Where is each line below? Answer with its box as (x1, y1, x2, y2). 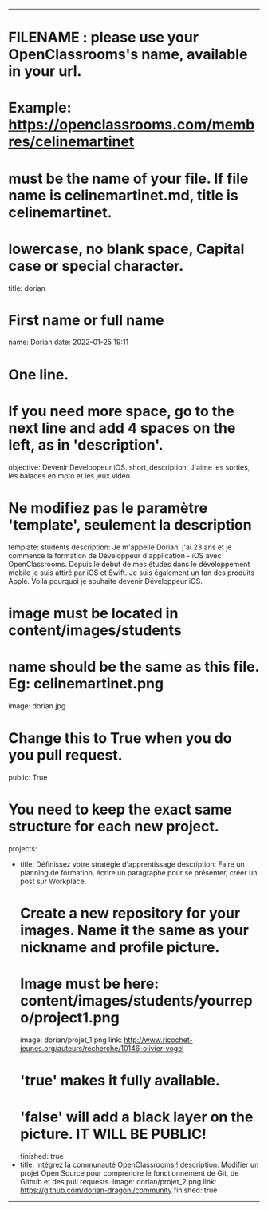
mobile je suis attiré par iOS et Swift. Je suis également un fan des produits (8, 568, 255, 577)
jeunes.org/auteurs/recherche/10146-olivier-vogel (19, 1043, 184, 1053)
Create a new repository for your (19, 904, 241, 922)
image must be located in (8, 604, 179, 622)
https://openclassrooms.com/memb (8, 116, 255, 134)
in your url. (8, 62, 82, 81)
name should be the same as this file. (8, 657, 259, 676)
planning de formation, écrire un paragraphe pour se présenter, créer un (19, 867, 258, 877)
